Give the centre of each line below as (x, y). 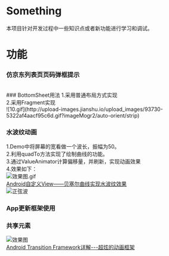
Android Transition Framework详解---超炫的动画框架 (71, 247)
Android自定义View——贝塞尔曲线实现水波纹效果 (67, 184)
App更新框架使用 (31, 208)
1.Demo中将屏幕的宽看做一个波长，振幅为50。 (63, 146)
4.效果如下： (22, 169)
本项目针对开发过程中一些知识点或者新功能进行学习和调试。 (79, 28)
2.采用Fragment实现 (31, 103)
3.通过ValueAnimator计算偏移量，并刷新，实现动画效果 (74, 161)
